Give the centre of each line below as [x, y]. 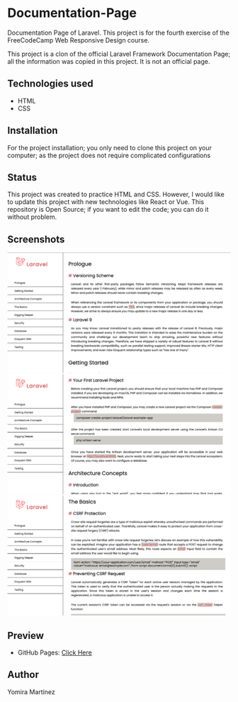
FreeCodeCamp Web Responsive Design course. [79, 40]
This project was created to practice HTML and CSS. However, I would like [116, 194]
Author [23, 675]
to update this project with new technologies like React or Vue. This [106, 202]
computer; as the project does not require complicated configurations [109, 155]
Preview [26, 635]
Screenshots [36, 239]
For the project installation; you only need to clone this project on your [110, 147]
